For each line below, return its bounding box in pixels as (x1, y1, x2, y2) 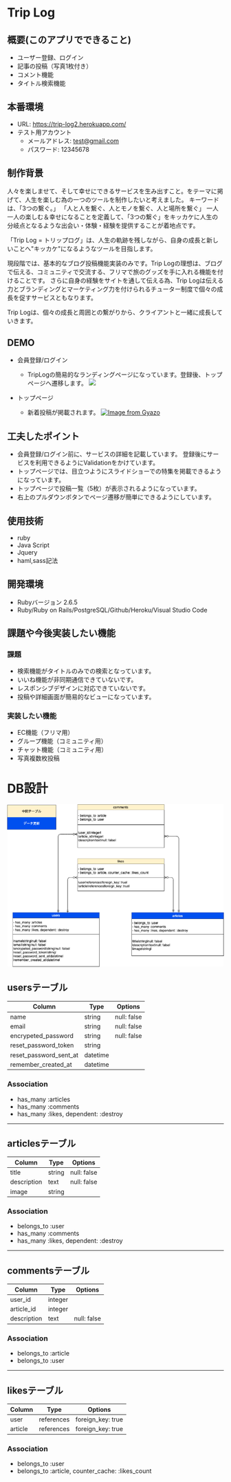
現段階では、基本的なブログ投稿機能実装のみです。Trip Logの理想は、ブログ (7, 259, 223, 267)
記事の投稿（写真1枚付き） (16, 62, 93, 70)
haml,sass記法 (16, 557, 58, 565)
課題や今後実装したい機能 (7, 628, 115, 639)
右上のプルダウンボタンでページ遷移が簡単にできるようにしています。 (16, 493, 215, 501)
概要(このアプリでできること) (7, 34, 132, 45)
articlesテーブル (7, 1138, 76, 1149)
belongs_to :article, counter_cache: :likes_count (16, 1466, 152, 1475)
